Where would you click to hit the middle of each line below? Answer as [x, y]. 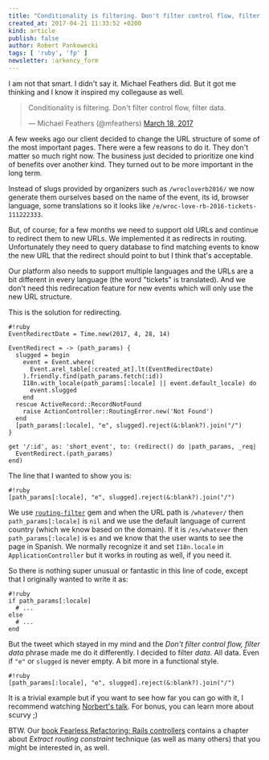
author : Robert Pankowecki [53, 46]
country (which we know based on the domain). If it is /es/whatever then [128, 529]
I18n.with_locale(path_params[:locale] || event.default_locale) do [140, 383]
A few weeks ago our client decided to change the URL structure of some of [134, 138]
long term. [25, 173]
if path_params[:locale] [50, 601]
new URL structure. [40, 296]
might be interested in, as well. [59, 747]
